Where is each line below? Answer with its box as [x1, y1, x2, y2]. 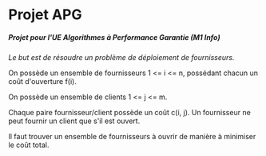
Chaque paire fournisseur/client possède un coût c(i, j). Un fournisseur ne [8, 108, 252, 118]
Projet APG [8, 6, 82, 24]
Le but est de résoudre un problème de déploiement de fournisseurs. [8, 53, 235, 62]
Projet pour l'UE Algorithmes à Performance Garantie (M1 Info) [8, 32, 221, 42]
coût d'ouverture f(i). [8, 77, 77, 86]
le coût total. [8, 140, 50, 150]
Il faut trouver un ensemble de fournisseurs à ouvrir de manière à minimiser [8, 132, 256, 142]
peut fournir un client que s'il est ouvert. [8, 116, 141, 126]
